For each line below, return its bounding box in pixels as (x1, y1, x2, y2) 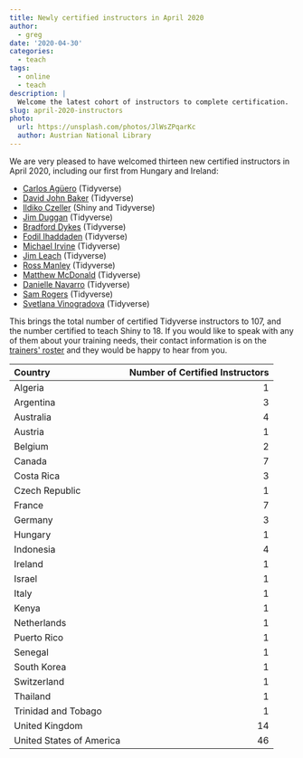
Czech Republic (14, 484, 81, 497)
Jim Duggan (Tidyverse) (22, 212, 113, 223)
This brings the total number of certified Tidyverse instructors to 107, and (9, 316, 282, 327)
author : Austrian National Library (17, 131, 152, 140)
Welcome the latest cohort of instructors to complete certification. (17, 97, 289, 107)
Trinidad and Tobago (14, 705, 102, 717)
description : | (9, 89, 67, 98)
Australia (14, 411, 52, 423)
